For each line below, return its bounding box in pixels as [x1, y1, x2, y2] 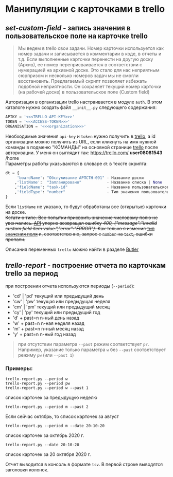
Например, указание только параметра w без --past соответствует [18, 346, 166, 353]
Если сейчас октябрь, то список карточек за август [5, 413, 119, 419]
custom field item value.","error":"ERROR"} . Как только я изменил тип [5, 225, 155, 231]
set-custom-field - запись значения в [5, 24, 131, 32]
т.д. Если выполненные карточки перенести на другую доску [18, 56, 153, 62]
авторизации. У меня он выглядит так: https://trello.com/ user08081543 [5, 150, 163, 156]
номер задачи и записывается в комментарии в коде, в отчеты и [18, 51, 162, 57]
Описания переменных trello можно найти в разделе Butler [5, 246, 139, 252]
